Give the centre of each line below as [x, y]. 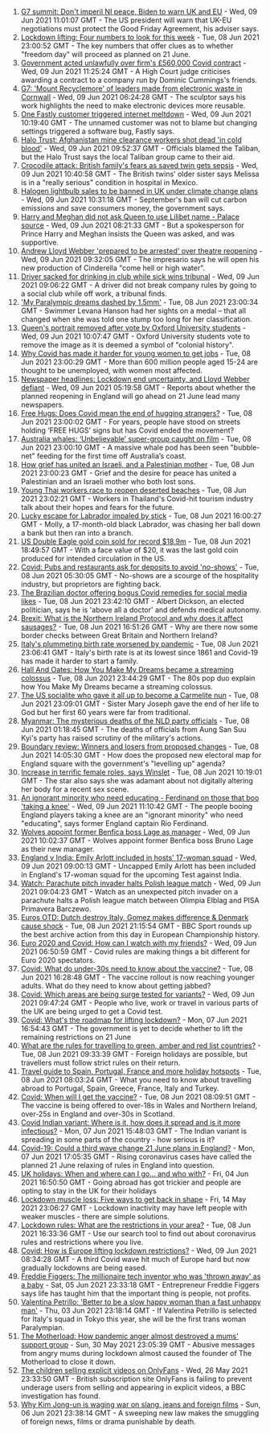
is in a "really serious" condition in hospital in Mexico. [109, 183]
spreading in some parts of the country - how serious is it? [118, 1140]
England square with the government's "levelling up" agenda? [123, 764]
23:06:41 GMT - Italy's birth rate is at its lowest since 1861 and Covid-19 [139, 652]
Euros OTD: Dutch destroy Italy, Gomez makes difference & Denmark [135, 917]
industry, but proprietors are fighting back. [91, 584]
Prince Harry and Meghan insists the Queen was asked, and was [128, 234]
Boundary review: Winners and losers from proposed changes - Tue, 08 [140, 746]
